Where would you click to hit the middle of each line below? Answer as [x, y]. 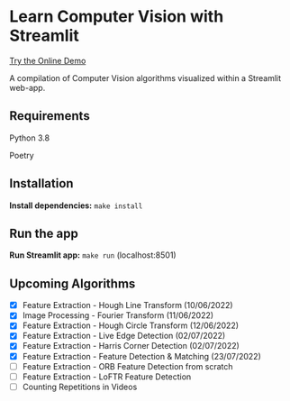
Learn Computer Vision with [117, 17]
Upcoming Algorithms [72, 283]
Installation [41, 183]
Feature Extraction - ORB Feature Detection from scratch [127, 366]
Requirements [50, 116]
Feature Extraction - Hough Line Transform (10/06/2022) [127, 305]
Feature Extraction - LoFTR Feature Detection [107, 377]
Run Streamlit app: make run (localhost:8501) [93, 255]
